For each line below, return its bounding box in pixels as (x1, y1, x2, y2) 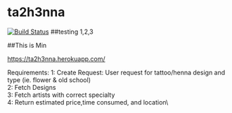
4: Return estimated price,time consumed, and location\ (7, 98, 169, 106)
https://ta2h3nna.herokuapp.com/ (7, 54, 105, 63)
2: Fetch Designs (7, 83, 56, 91)
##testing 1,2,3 (50, 27, 94, 36)
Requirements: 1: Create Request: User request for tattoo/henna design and (7, 68, 226, 77)
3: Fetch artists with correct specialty (7, 91, 115, 99)
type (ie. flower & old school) (7, 75, 91, 84)
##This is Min (7, 41, 47, 49)
